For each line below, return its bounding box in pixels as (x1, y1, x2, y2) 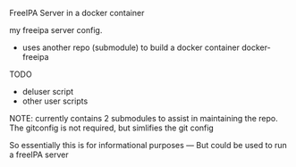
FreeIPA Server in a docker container (9, 8, 145, 18)
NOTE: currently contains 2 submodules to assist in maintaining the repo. (9, 113, 279, 123)
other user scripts (21, 96, 89, 106)
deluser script (21, 87, 74, 96)
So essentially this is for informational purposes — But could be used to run (9, 140, 288, 150)
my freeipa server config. (9, 25, 103, 35)
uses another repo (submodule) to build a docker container (21, 42, 240, 53)
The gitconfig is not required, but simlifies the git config (9, 122, 215, 133)
